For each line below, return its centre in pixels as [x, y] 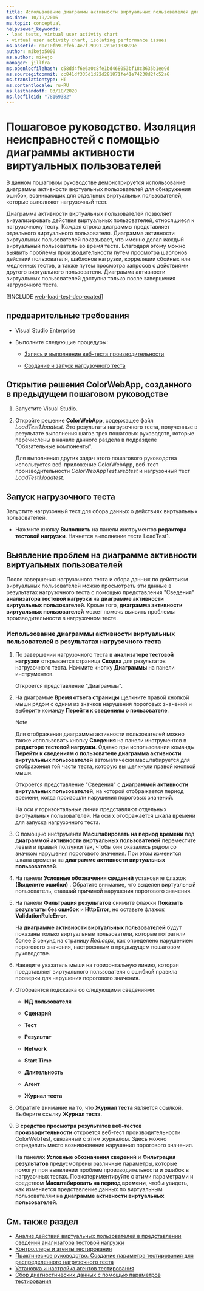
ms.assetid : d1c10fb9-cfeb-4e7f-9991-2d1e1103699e [72, 46]
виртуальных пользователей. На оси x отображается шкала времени [105, 816]
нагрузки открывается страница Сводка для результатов [90, 661]
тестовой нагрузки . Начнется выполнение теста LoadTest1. [93, 536]
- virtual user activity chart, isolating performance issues [87, 40]
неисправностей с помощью [83, 140]
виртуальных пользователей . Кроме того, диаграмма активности [94, 605]
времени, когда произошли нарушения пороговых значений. [94, 798]
